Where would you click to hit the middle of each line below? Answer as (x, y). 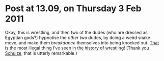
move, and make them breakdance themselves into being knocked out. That (82, 42)
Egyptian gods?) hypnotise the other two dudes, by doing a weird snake (78, 38)
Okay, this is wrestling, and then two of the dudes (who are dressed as (77, 32)
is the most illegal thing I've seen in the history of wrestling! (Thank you (77, 48)
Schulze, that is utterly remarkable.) (41, 53)
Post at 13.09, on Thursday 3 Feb (73, 9)
